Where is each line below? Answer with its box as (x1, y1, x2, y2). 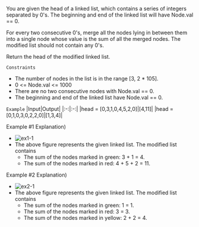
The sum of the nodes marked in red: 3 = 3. (23, 208, 131, 215)
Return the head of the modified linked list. (6, 53, 110, 60)
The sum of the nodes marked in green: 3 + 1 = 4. (23, 154, 145, 161)
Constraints (6, 65, 36, 71)
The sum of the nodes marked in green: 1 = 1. (23, 202, 135, 209)
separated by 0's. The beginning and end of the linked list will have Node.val (6, 11, 194, 18)
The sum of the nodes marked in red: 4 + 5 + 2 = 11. (23, 160, 150, 167)
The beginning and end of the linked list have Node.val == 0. (14, 94, 163, 101)
